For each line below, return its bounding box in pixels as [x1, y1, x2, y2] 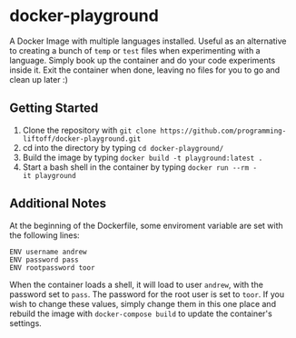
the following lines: [9, 229, 80, 241]
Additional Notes [9, 196, 107, 212]
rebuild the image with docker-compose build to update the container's [9, 308, 272, 319]
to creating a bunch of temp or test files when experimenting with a [9, 45, 261, 55]
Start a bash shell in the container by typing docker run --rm [22, 161, 250, 173]
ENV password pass [9, 255, 79, 264]
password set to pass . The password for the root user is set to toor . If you [9, 288, 284, 300]
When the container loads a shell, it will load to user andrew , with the [9, 279, 263, 290]
